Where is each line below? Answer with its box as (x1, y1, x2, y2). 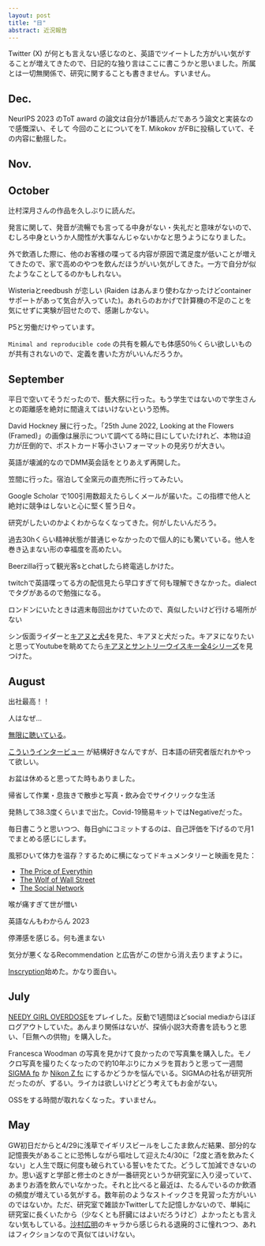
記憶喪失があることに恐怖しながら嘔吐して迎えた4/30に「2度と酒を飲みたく (8, 1150, 256, 1160)
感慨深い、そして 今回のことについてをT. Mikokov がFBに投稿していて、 (14, 124, 248, 134)
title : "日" (8, 19, 47, 27)
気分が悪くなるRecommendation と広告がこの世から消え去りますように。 (8, 950, 247, 960)
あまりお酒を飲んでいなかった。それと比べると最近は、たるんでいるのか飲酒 (8, 1180, 256, 1189)
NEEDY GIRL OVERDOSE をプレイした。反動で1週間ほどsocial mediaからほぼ (8, 1012, 256, 1022)
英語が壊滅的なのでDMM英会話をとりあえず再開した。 (8, 457, 185, 467)
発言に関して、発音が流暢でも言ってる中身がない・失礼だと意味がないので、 (8, 223, 256, 232)
